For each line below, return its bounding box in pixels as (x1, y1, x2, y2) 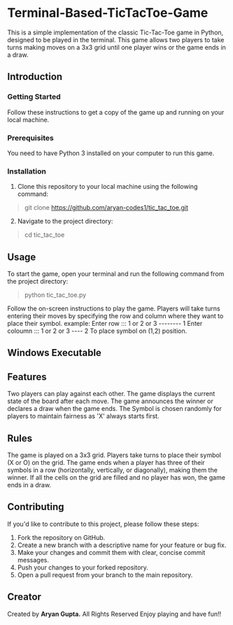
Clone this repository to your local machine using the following (17, 183, 198, 191)
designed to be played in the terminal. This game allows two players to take (7, 35, 225, 44)
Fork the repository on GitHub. (17, 533, 106, 541)
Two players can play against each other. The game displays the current (7, 390, 216, 398)
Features (7, 371, 47, 383)
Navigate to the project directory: (17, 217, 113, 225)
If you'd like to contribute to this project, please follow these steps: (7, 520, 199, 528)
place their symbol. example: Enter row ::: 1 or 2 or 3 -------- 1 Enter (7, 320, 203, 328)
